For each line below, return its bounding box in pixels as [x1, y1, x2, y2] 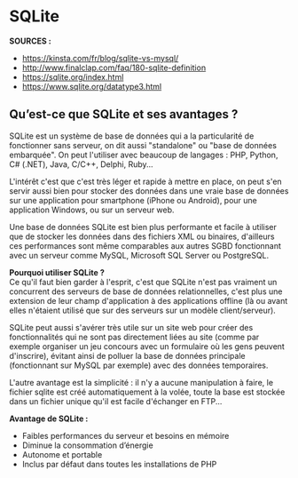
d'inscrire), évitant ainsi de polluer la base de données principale [9, 350, 246, 361]
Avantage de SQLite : [9, 413, 89, 424]
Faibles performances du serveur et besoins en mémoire [21, 430, 230, 441]
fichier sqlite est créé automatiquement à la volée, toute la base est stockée [9, 386, 286, 397]
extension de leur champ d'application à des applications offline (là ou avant [9, 295, 288, 306]
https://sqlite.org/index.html [21, 71, 124, 82]
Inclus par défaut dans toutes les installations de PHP [21, 458, 217, 469]
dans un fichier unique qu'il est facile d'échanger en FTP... [9, 395, 223, 406]
